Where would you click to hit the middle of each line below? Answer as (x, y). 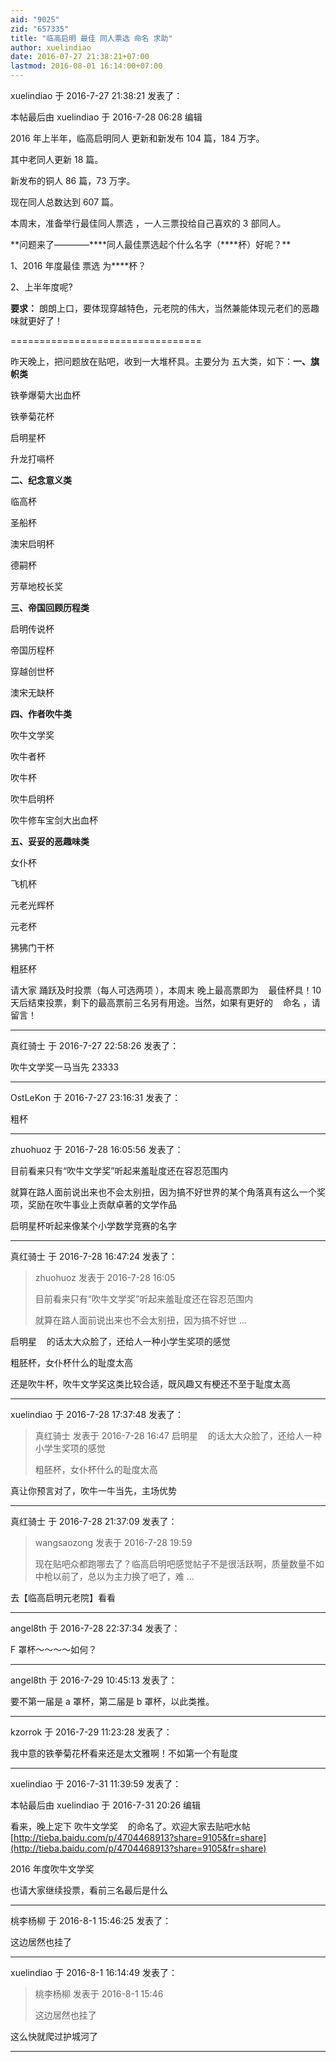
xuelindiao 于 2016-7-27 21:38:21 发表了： (96, 95)
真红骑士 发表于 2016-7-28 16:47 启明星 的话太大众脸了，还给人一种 (178, 1435)
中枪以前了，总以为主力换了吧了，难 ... (114, 1576)
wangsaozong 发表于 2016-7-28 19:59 (113, 1542)
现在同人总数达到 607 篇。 (65, 202)
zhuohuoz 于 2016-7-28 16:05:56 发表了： (97, 1149)
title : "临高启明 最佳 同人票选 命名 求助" (91, 38)
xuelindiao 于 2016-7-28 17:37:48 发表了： (97, 1414)
